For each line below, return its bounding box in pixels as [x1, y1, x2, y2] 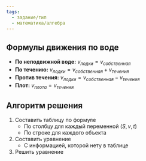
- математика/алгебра [11, 20, 66, 26]
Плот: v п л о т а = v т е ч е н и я [14, 82, 74, 90]
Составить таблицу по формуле [14, 117, 96, 124]
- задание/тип [11, 14, 47, 20]
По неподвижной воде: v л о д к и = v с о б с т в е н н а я [14, 58, 131, 67]
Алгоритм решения [6, 100, 83, 111]
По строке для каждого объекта [23, 129, 107, 136]
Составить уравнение [14, 136, 71, 143]
